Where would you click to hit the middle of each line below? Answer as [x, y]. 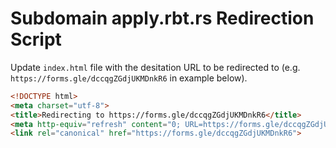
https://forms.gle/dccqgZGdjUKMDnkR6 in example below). [129, 78]
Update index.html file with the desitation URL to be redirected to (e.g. [155, 67]
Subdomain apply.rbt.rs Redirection [162, 18]
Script [36, 39]
